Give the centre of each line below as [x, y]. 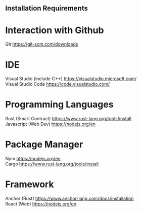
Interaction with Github [55, 30]
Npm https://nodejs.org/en [33, 159]
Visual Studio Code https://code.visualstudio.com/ [58, 84]
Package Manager [44, 145]
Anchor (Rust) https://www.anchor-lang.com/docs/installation [69, 199]
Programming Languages [59, 105]
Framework [30, 184]
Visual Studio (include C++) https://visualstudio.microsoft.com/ [71, 79]
